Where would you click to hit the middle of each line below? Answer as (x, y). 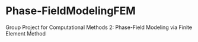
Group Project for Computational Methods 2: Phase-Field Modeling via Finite (99, 27)
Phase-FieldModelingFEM (71, 11)
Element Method (25, 33)
